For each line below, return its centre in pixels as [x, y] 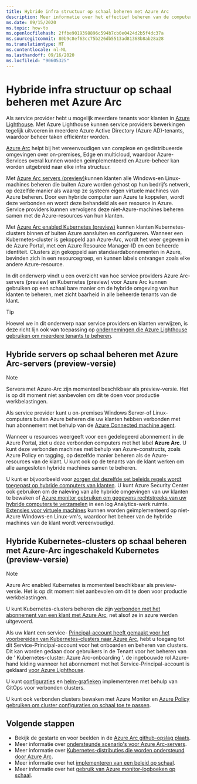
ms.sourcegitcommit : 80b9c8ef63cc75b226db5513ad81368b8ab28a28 [85, 39]
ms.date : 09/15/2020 [31, 22]
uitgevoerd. [20, 622]
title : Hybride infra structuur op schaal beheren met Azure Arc [87, 11]
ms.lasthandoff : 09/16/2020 [40, 55]
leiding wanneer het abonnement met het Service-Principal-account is [105, 664]
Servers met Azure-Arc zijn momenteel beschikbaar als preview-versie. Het [97, 389]
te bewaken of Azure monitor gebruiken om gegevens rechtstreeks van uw [96, 498]
